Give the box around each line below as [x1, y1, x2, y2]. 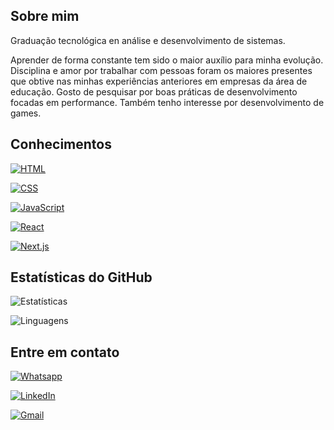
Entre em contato [10, 344, 120, 361]
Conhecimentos [10, 136, 112, 153]
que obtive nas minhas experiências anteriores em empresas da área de [10, 75, 308, 87]
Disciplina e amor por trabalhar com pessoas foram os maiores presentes [10, 64, 313, 76]
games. [10, 107, 42, 119]
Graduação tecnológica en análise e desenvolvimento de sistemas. [10, 34, 286, 46]
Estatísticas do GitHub [10, 269, 153, 286]
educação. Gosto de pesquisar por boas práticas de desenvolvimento [10, 85, 298, 98]
